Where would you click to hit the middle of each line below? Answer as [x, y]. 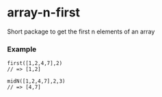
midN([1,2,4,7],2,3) [37, 81]
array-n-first [44, 13]
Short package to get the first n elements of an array [81, 31]
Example [22, 49]
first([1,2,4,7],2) [35, 64]
